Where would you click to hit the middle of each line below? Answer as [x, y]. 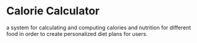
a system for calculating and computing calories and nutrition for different [99, 27]
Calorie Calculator [53, 11]
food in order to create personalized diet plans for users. [77, 33]
